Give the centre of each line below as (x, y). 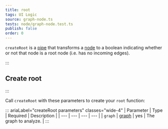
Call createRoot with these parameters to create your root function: (75, 100)
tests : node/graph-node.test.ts (39, 24)
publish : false (21, 29)
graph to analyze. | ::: (27, 121)
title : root (18, 10)
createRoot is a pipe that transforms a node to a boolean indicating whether (84, 48)
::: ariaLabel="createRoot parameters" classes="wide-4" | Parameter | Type (84, 110)
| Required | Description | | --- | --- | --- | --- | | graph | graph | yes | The (80, 115)
